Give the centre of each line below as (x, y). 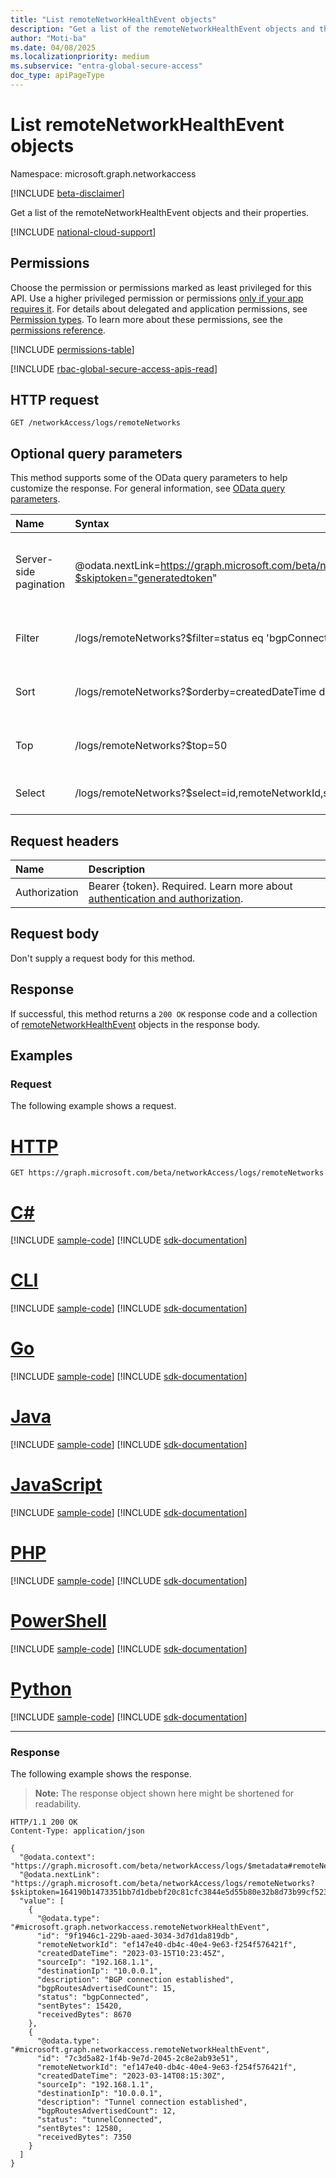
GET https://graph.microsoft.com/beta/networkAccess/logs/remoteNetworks (167, 1173)
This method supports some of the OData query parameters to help (149, 478)
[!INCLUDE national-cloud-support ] (83, 232)
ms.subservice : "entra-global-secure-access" (106, 66)
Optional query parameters (96, 453)
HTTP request (55, 400)
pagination (40, 584)
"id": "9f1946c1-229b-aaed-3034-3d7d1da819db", (138, 1936)
